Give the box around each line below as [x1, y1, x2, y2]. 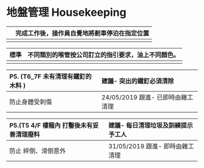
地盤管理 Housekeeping [6, 5, 126, 19]
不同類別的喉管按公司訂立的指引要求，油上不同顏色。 [27, 50, 180, 59]
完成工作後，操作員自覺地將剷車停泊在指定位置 [15, 29, 150, 37]
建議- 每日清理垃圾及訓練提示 [108, 121, 193, 129]
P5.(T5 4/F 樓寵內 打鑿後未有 [9, 121, 93, 129]
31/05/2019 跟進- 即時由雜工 [108, 142, 194, 150]
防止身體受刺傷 [9, 98, 53, 106]
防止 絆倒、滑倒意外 [9, 146, 66, 155]
